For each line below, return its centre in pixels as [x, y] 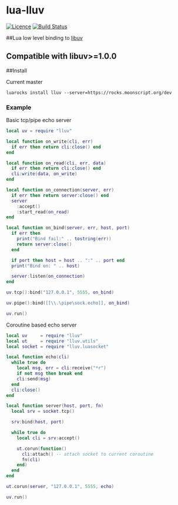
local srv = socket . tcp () [43, 412]
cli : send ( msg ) [34, 379]
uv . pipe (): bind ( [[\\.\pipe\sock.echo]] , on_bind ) [68, 303]
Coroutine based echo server [42, 325]
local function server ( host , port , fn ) [55, 406]
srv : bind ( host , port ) [38, 422]
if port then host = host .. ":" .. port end [68, 260]
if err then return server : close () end [60, 195]
